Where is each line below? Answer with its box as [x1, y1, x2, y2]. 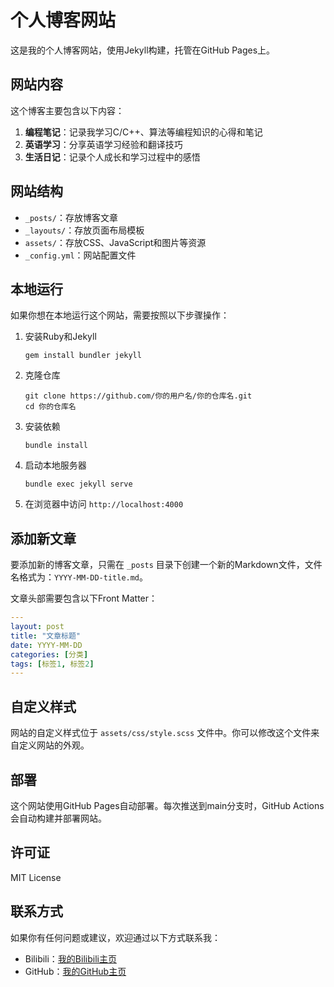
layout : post [10, 622, 65, 632]
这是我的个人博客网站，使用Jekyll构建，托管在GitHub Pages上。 [10, 44, 276, 56]
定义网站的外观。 [18, 739, 90, 751]
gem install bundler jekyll [24, 351, 142, 361]
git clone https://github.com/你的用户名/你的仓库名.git [24, 391, 253, 401]
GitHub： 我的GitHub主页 [24, 965, 127, 977]
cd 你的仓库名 [24, 402, 77, 412]
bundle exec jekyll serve [24, 479, 133, 490]
